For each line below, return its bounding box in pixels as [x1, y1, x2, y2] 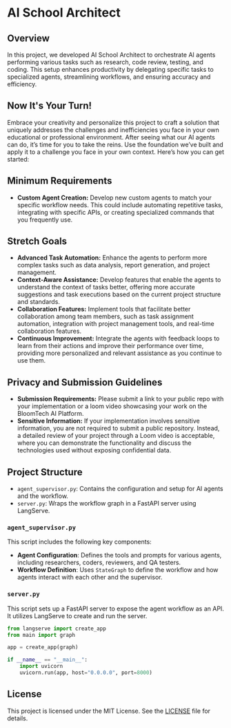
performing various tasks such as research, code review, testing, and [7, 58, 203, 66]
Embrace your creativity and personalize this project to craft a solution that [7, 118, 219, 126]
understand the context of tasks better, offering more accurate [17, 283, 195, 291]
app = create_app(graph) [7, 644, 79, 651]
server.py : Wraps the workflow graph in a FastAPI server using [17, 499, 197, 508]
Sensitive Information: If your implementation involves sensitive [17, 416, 200, 425]
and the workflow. [17, 492, 69, 500]
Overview [7, 32, 50, 44]
